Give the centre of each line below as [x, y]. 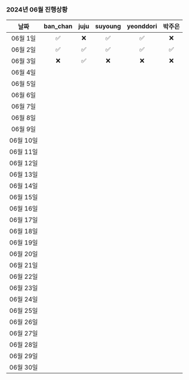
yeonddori [142, 27]
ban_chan [58, 27]
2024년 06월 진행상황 [37, 9]
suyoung [108, 27]
